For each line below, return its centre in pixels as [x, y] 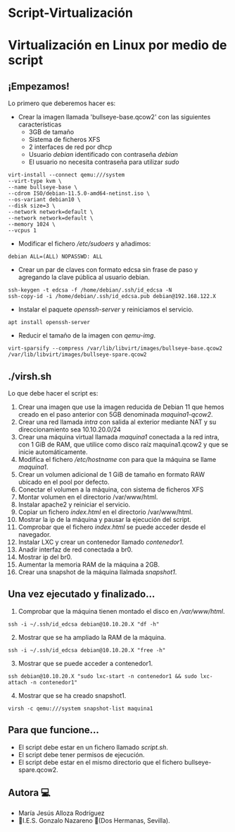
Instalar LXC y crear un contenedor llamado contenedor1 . [101, 542]
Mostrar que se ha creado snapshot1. [72, 695]
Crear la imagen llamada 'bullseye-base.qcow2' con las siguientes [114, 117]
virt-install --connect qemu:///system [66, 175]
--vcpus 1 [23, 231]
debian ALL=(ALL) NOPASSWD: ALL [55, 257]
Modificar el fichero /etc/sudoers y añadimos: [84, 244]
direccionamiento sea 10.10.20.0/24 [70, 429]
